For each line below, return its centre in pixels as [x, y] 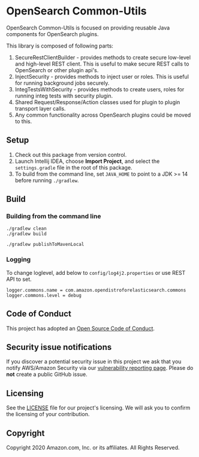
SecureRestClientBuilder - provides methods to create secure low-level [102, 57]
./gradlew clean [26, 229]
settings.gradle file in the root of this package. [74, 167]
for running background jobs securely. [62, 83]
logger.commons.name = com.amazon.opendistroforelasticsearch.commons [96, 290]
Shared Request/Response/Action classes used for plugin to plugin [97, 102]
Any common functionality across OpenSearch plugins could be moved [103, 115]
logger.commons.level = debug [44, 295]
